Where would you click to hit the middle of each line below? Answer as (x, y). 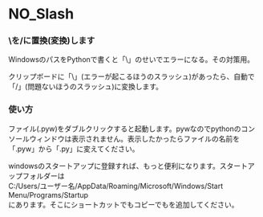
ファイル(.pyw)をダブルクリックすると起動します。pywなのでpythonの (125, 129)
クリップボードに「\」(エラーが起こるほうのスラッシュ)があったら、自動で (131, 76)
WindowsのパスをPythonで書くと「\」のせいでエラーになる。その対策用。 (131, 59)
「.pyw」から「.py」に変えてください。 (74, 149)
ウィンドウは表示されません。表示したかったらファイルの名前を (135, 138)
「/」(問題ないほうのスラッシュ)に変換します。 (85, 87)
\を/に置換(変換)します (52, 41)
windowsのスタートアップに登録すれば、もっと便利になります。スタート (128, 166)
